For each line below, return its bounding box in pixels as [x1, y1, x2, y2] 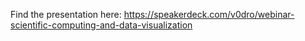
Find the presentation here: [10, 9, 122, 20]
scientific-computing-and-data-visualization [10, 19, 193, 31]
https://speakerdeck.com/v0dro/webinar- [123, 9, 295, 20]
